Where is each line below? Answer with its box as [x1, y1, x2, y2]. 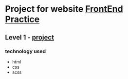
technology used [5, 48, 46, 55]
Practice [5, 14, 40, 25]
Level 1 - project [5, 33, 55, 41]
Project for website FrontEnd [5, 3, 123, 15]
